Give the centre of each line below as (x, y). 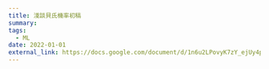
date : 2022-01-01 (37, 45)
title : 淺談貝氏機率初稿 (45, 15)
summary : (23, 23)
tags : (17, 30)
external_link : (34, 52)
